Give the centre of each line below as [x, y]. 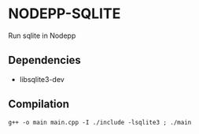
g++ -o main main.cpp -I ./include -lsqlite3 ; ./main [100, 122]
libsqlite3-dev [42, 79]
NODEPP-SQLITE [64, 14]
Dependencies [44, 60]
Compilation [39, 104]
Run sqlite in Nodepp [42, 35]
